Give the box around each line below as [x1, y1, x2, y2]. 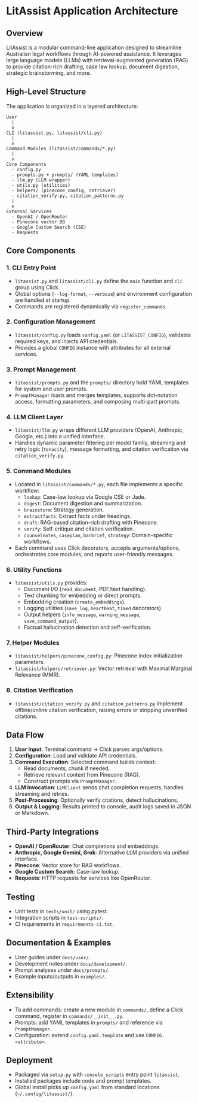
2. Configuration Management [6, 317, 95, 326]
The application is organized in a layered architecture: [6, 102, 138, 110]
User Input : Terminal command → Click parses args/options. [14, 746, 164, 753]
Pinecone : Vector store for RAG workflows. [14, 862, 121, 869]
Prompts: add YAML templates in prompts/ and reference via [14, 1019, 163, 1026]
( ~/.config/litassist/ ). [14, 1090, 75, 1097]
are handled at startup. [14, 296, 72, 304]
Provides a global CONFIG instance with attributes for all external [14, 344, 171, 351]
